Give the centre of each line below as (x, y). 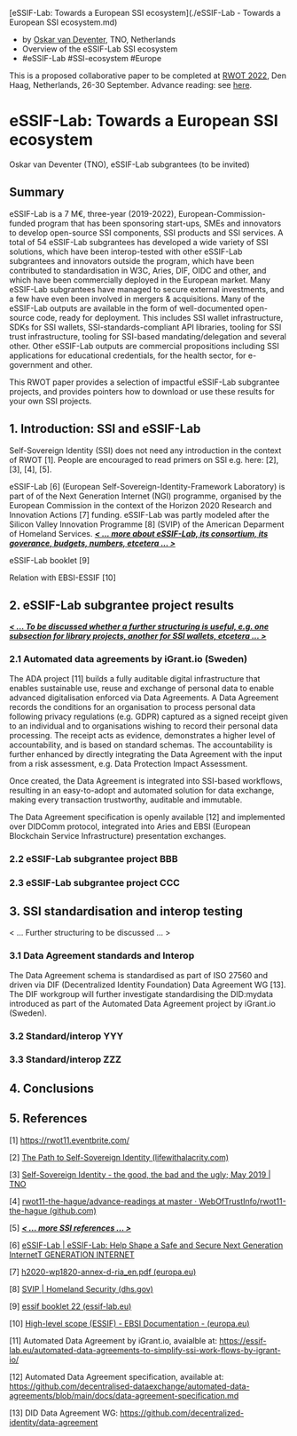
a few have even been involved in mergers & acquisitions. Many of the (137, 299)
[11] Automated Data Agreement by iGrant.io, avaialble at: (113, 1340)
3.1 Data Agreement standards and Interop (102, 956)
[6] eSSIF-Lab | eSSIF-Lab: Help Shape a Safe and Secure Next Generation (146, 1245)
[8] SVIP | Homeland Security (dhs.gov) (81, 1288)
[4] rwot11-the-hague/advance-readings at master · (103, 1201)
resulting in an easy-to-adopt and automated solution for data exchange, (142, 790)
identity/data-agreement (54, 1422)
